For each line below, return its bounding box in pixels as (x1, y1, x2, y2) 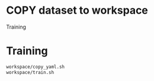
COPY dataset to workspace (6, 4, 148, 17)
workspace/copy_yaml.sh (6, 64, 65, 70)
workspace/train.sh (6, 69, 54, 75)
